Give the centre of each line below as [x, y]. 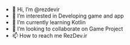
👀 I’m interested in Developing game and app [68, 16]
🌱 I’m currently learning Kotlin [49, 22]
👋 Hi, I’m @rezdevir [36, 9]
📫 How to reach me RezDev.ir [50, 36]
